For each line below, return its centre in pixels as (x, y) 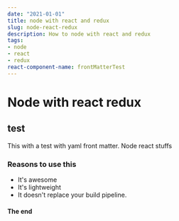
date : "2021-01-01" (36, 14)
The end (20, 211)
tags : (15, 41)
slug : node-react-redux (43, 27)
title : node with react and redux (59, 21)
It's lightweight (39, 187)
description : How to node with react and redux (79, 34)
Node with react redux (75, 102)
